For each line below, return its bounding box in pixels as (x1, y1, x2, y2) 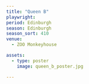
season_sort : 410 (6, 31, 49, 37)
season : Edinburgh (6, 25, 52, 31)
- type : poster (11, 57, 49, 64)
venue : (6, 36, 23, 42)
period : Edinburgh (6, 20, 52, 25)
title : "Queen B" (6, 8, 49, 15)
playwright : (6, 14, 36, 20)
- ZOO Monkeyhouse (11, 42, 58, 48)
